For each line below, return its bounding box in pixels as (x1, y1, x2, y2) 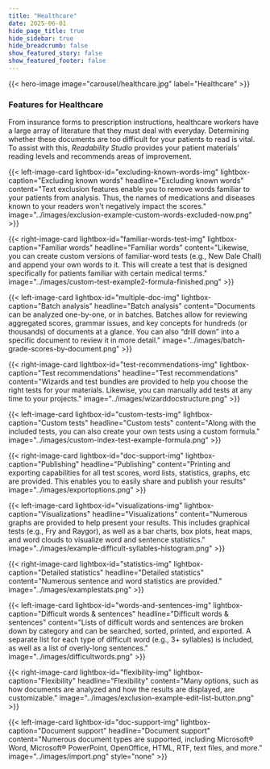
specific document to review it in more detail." (8, 335, 161, 345)
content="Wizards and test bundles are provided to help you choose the (8, 376, 248, 387)
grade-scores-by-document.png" (8, 344, 120, 354)
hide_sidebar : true (8, 34, 74, 43)
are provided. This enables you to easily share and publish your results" (8, 476, 247, 486)
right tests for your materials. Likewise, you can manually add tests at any (8, 385, 252, 395)
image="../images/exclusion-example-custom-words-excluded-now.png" (8, 210, 252, 220)
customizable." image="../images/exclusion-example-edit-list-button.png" (8, 693, 255, 703)
